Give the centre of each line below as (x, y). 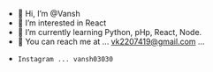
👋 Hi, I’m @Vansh (49, 14)
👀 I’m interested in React (62, 23)
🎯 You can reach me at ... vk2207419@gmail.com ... (111, 41)
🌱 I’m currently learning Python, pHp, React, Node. (110, 32)
